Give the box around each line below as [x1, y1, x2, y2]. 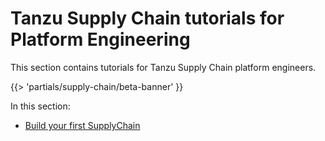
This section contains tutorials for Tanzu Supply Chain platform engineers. [10, 61, 317, 73]
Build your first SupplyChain [24, 119, 141, 131]
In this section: [10, 100, 71, 112]
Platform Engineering [10, 28, 191, 51]
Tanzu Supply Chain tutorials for [10, 7, 285, 30]
